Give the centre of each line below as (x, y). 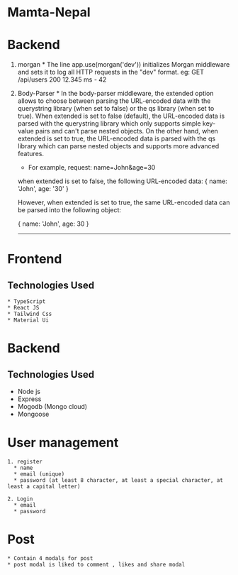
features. (31, 154)
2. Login (20, 499)
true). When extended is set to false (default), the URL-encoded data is (121, 116)
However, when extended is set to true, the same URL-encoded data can (124, 202)
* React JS (23, 308)
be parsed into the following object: (69, 210)
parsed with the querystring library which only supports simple (109, 124)
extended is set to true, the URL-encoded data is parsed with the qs (117, 138)
